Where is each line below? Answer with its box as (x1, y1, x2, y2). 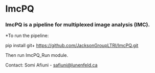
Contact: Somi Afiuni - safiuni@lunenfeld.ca (5, 62, 98, 68)
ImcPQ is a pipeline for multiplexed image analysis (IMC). (5, 21, 150, 28)
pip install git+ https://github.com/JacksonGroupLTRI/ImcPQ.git (5, 43, 139, 49)
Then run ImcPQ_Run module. (5, 52, 69, 58)
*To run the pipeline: (5, 32, 49, 39)
